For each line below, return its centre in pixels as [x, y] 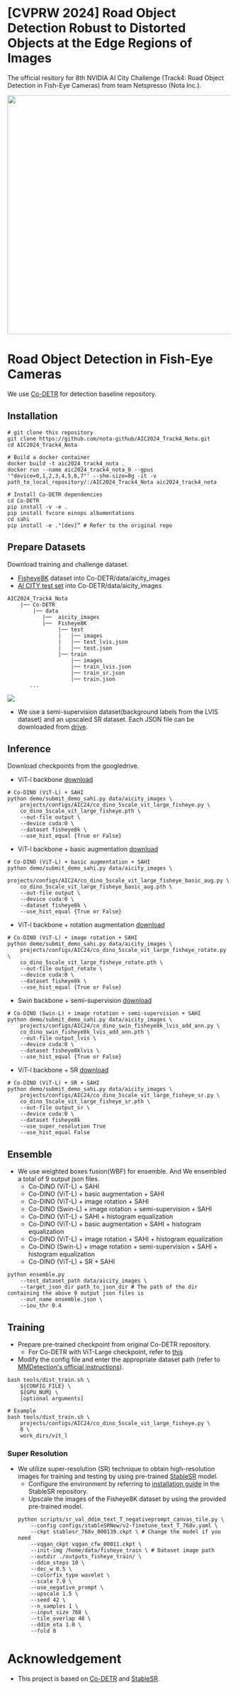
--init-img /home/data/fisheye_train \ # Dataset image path [123, 1550]
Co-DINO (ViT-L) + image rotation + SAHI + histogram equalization [125, 1239]
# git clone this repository [50, 432]
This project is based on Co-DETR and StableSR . [89, 1679]
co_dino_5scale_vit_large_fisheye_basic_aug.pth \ [96, 887]
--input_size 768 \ [59, 1613]
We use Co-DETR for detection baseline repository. [82, 394]
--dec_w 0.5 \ [51, 1569]
